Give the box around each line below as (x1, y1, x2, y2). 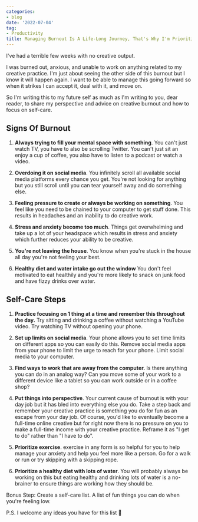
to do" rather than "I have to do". (14, 432, 94, 439)
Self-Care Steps (6, 295, 66, 305)
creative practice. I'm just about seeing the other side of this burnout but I (6, 70, 185, 77)
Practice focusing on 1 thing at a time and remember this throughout (14, 310, 185, 317)
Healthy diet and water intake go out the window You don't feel (14, 265, 171, 272)
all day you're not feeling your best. (14, 253, 101, 260)
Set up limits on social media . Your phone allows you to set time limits (14, 334, 186, 341)
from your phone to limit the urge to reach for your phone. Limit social (14, 346, 184, 353)
